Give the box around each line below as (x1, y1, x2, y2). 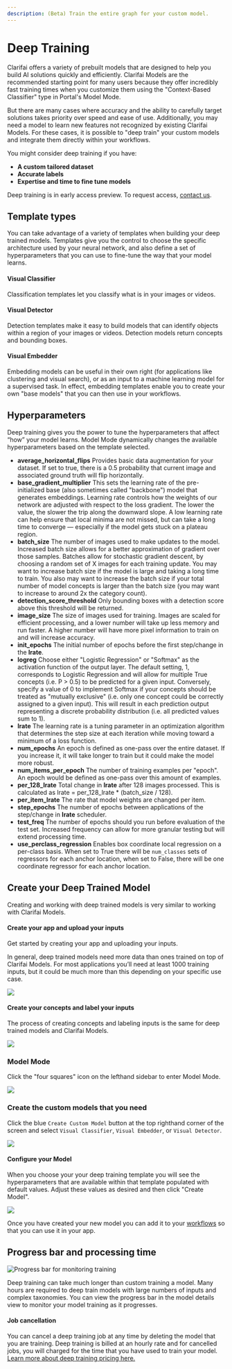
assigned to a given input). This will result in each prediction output (17, 699, 209, 708)
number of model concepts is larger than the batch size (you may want (17, 581, 220, 590)
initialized (17, 485, 45, 494)
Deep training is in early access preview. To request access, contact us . (7, 190, 213, 199)
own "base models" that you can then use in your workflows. (7, 389, 181, 398)
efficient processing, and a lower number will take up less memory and (17, 619, 220, 627)
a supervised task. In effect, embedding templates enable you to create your (7, 382, 225, 390)
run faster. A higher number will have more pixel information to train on (17, 625, 220, 634)
